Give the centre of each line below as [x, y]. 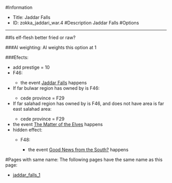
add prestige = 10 [31, 67]
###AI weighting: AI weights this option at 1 [51, 47]
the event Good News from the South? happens [78, 150]
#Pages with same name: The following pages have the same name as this [84, 159]
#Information [19, 7]
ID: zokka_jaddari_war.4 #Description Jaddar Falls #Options [76, 23]
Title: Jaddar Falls [31, 17]
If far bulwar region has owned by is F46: [56, 88]
